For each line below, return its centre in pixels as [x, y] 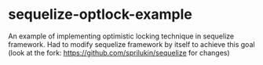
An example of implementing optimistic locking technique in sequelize [121, 36]
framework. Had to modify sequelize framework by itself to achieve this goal [131, 44]
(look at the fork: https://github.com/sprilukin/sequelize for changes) [119, 52]
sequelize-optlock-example [100, 14]
